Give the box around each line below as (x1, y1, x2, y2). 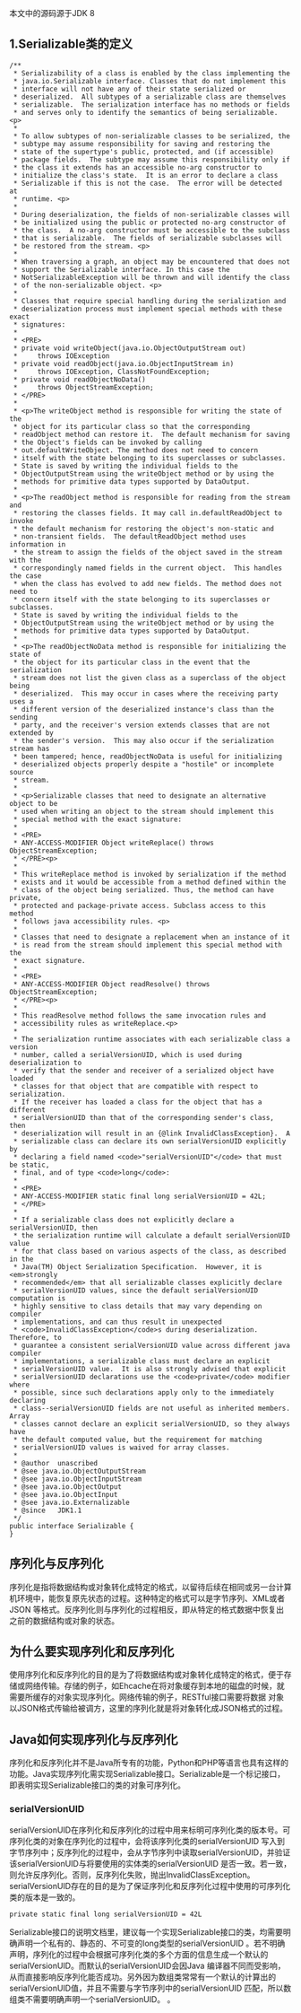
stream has (9, 744, 50, 753)
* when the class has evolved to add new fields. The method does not (13, 579, 282, 588)
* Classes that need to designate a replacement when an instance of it (13, 932, 291, 941)
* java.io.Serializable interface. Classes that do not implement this (13, 76, 287, 85)
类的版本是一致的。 (9, 1892, 81, 1903)
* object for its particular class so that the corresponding (13, 422, 251, 431)
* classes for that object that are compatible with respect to (13, 1081, 258, 1090)
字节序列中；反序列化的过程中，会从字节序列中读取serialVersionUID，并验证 (9, 1847, 291, 1858)
